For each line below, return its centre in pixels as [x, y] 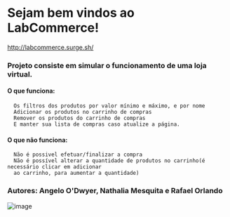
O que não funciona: [38, 140]
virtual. [20, 74]
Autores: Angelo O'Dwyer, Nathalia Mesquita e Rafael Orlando [115, 191]
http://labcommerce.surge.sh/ [50, 47]
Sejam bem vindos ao [71, 13]
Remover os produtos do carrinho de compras [80, 118]
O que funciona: [31, 91]
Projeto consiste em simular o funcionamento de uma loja [107, 65]
